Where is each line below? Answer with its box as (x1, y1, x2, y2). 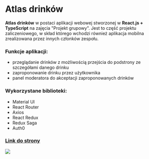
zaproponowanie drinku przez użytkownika (12, 70, 100, 76)
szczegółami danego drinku (12, 64, 69, 70)
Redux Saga (12, 120, 37, 126)
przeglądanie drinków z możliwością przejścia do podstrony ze (12, 59, 141, 65)
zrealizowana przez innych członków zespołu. (5, 36, 99, 42)
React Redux (12, 114, 39, 120)
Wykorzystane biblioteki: (5, 88, 67, 95)
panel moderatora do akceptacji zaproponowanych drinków (12, 75, 134, 81)
